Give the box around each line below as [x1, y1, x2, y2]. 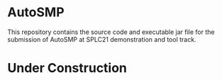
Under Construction [7, 60, 128, 76]
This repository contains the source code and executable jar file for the [7, 28, 215, 36]
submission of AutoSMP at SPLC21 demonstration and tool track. [7, 35, 196, 43]
